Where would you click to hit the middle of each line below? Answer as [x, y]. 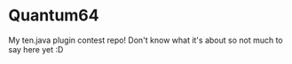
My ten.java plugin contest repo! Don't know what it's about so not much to [146, 40]
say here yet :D [36, 49]
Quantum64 [54, 16]
